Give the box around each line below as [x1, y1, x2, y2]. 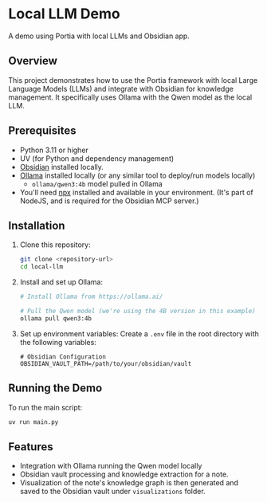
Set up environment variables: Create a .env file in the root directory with [19, 328, 259, 339]
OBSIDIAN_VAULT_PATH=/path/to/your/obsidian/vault [19, 359, 192, 367]
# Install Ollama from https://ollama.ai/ [19, 292, 163, 301]
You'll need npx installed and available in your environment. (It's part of [19, 187, 253, 197]
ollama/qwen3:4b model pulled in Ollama [31, 178, 163, 188]
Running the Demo [8, 382, 103, 395]
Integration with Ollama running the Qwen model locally [19, 461, 202, 471]
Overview [8, 54, 58, 68]
